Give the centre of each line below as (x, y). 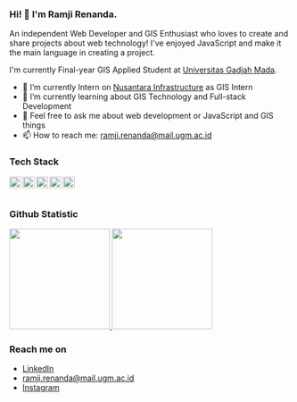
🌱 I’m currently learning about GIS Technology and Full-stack (134, 96)
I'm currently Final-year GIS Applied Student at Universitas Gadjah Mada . (144, 70)
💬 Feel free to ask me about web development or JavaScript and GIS (148, 116)
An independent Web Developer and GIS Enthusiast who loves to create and (149, 34)
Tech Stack (34, 162)
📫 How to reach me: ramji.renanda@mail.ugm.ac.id (117, 135)
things (34, 125)
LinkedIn (38, 369)
